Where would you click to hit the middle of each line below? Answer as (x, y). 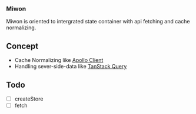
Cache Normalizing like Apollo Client (59, 60)
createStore (29, 99)
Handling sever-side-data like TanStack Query (71, 67)
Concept (22, 46)
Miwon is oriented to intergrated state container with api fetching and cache (98, 22)
